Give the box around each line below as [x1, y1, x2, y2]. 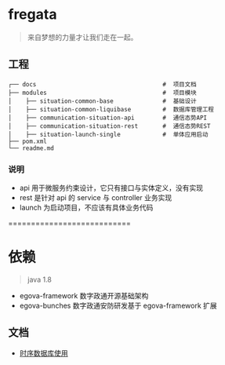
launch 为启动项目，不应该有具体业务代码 [19, 203, 154, 213]
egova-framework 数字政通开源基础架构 [19, 290, 149, 300]
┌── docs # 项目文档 [8, 80, 198, 88]
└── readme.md [8, 144, 55, 152]
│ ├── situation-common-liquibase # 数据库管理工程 [8, 105, 214, 113]
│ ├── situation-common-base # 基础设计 [8, 97, 198, 105]
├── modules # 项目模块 [8, 89, 198, 97]
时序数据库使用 [19, 348, 68, 358]
